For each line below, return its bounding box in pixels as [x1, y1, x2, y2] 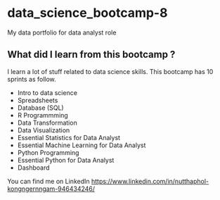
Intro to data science [17, 88, 77, 96]
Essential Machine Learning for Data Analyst [17, 141, 146, 149]
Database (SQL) [17, 104, 65, 112]
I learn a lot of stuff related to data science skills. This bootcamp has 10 [7, 67, 214, 75]
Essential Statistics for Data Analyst [17, 133, 121, 142]
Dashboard [17, 163, 51, 172]
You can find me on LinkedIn [7, 177, 90, 185]
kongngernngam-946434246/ [7, 185, 96, 193]
